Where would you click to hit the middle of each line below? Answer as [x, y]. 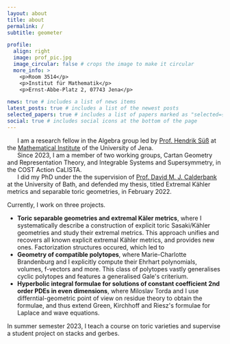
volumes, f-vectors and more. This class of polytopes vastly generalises [118, 269]
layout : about [27, 13]
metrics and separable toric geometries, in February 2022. [90, 191]
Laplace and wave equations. [58, 312]
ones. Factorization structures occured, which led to [91, 247]
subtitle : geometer [35, 33]
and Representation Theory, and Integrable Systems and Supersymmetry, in [114, 162]
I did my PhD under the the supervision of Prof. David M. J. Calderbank [117, 177]
